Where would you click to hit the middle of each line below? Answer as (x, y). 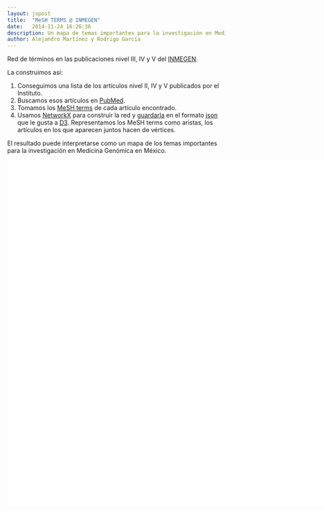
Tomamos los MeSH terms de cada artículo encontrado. (97, 108)
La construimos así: (35, 73)
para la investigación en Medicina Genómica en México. (87, 151)
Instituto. (30, 93)
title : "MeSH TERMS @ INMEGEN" (54, 20)
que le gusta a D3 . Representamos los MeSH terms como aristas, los (115, 122)
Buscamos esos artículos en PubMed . (71, 100)
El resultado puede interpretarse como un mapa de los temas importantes (112, 143)
